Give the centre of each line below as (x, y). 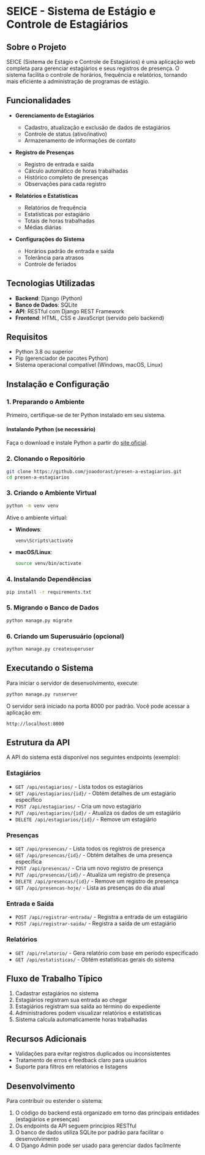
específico (28, 799)
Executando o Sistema (50, 668)
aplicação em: (24, 712)
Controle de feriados (50, 264)
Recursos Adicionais (47, 1039)
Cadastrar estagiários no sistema (57, 993)
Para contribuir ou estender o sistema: (54, 1100)
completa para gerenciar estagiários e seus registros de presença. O (93, 68)
